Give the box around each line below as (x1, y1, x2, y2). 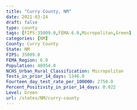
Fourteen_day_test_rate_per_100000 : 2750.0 (6, 79, 114, 85)
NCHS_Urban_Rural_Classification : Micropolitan (6, 68, 124, 74)
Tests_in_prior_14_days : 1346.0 (6, 73, 85, 79)
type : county (6, 24, 38, 31)
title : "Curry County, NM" (6, 8, 72, 15)
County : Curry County (6, 41, 59, 47)
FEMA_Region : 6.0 (6, 57, 48, 63)
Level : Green (6, 90, 38, 95)
